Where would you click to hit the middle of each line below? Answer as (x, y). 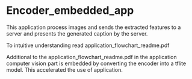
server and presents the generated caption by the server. (77, 33)
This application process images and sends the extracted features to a (94, 27)
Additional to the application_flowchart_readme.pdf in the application (92, 57)
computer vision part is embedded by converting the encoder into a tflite (96, 63)
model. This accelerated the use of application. (65, 69)
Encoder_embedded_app (70, 11)
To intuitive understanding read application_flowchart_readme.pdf (88, 45)
